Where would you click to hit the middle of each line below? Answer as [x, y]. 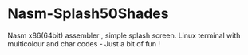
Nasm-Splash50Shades [88, 14]
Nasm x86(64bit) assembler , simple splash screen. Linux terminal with [124, 35]
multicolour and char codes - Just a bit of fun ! [84, 43]
